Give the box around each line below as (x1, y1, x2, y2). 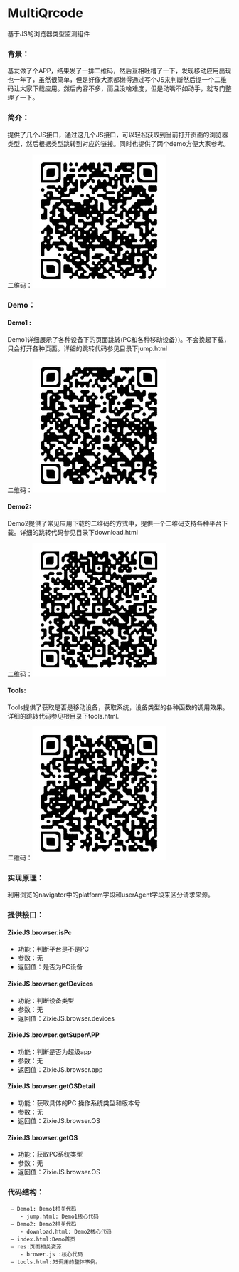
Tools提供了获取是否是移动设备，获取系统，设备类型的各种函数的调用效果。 (7, 703, 229, 711)
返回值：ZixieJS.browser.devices (17, 1013, 115, 1023)
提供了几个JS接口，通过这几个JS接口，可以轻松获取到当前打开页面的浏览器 (7, 130, 228, 139)
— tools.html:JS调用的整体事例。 (10, 1258, 101, 1266)
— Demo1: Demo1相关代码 (10, 1205, 77, 1212)
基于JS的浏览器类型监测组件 (7, 29, 90, 38)
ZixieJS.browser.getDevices (7, 979, 94, 988)
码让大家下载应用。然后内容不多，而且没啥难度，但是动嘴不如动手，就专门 (7, 84, 225, 93)
